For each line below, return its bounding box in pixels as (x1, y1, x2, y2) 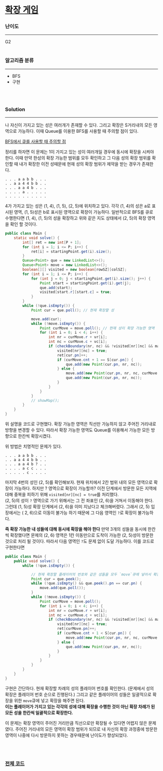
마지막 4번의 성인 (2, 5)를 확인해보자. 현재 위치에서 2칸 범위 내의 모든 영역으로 (5, 480, 153, 485)
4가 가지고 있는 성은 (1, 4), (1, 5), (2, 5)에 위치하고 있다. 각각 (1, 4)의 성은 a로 (5, 203, 151, 209)
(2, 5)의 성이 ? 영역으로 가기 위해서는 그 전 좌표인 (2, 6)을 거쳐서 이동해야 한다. (5, 498, 154, 503)
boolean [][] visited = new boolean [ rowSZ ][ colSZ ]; (22, 267, 127, 272)
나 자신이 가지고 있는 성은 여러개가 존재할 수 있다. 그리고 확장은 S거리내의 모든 (5, 122, 153, 128)
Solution (5, 106, 26, 112)
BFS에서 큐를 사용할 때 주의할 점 (5, 139, 66, 144)
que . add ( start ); (39, 285, 73, 290)
